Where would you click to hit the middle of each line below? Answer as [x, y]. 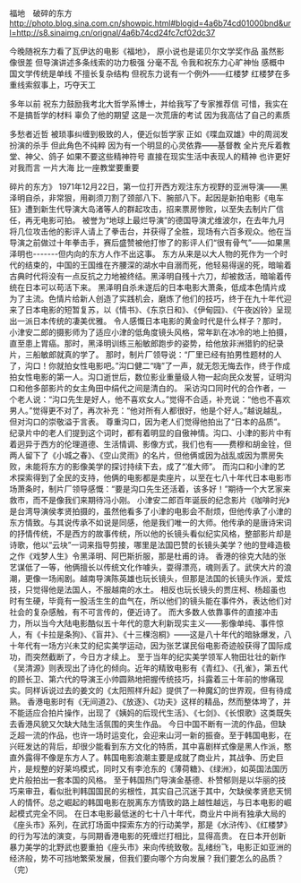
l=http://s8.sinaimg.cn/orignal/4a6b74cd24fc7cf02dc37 [112, 33]
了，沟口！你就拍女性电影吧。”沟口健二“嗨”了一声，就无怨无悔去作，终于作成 [150, 366]
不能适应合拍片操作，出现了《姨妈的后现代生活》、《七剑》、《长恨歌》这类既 [146, 713]
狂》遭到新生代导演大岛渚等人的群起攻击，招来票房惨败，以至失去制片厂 [142, 209]
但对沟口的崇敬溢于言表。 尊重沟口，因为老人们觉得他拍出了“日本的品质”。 [147, 422]
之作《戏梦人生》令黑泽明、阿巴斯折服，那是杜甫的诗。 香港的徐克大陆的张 [148, 556]
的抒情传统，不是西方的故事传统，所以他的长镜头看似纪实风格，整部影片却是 [150, 534]
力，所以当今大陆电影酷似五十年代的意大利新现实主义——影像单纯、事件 [142, 623]
